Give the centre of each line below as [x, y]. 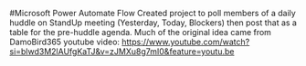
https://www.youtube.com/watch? [186, 42]
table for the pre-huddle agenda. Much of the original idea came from [141, 32]
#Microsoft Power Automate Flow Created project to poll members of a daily [153, 13]
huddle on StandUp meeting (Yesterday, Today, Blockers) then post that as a [153, 23]
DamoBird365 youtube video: [65, 42]
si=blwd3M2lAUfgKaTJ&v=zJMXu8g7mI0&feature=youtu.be [122, 52]
